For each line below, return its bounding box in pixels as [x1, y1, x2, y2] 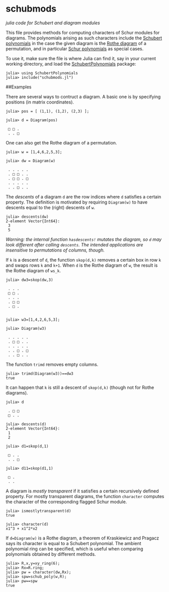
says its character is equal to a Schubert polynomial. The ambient [6, 540, 141, 546]
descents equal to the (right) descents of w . [6, 204, 95, 210]
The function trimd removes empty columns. [6, 361, 99, 367]
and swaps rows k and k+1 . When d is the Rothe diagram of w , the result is [6, 262, 158, 268]
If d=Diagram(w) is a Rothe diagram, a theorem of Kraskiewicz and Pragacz [6, 535, 159, 541]
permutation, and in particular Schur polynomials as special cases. [6, 45, 144, 52]
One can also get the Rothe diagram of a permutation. [6, 139, 117, 145]
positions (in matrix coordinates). [6, 99, 74, 105]
